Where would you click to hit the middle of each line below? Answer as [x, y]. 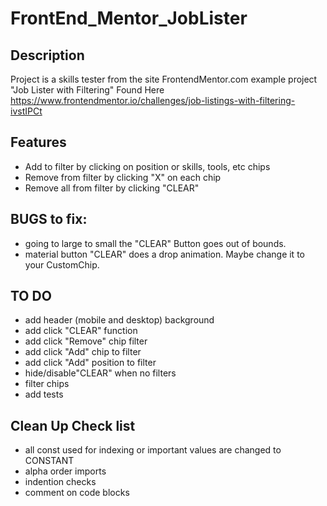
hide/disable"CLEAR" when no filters [100, 373]
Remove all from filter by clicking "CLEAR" [112, 188]
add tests [44, 394]
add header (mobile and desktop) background [119, 320]
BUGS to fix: [49, 219]
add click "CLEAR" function [81, 331]
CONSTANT [49, 461]
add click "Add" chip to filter [83, 352]
